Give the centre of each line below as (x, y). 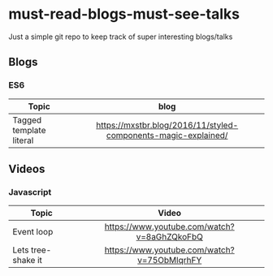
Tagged (27, 120)
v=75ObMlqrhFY (169, 261)
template (29, 130)
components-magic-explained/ (167, 135)
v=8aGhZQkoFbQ (169, 237)
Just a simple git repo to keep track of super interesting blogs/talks (121, 37)
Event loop (33, 232)
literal (23, 140)
